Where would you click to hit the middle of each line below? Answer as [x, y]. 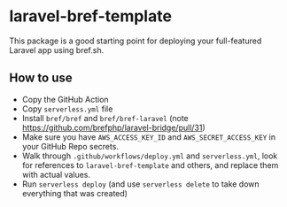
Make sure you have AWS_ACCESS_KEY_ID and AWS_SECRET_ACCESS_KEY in [149, 137]
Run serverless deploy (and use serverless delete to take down [140, 184]
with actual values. [56, 174]
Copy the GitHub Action [65, 99]
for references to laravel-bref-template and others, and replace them [150, 165]
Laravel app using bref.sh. [57, 50]
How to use [41, 78]
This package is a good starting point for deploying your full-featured [136, 41]
